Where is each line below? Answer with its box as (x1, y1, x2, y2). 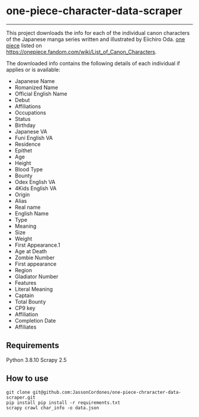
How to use (6, 374, 49, 384)
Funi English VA (14, 134, 53, 141)
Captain (14, 292, 34, 299)
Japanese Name (14, 77, 55, 84)
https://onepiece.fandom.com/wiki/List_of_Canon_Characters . (6, 48, 157, 55)
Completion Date (14, 317, 56, 324)
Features (14, 279, 37, 286)
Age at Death (14, 247, 47, 254)
